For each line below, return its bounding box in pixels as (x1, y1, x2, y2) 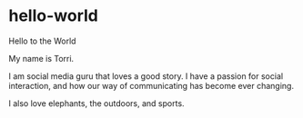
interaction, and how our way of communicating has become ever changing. (8, 80, 295, 91)
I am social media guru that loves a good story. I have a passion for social (8, 70, 284, 82)
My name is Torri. (8, 53, 75, 64)
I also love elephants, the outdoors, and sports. (8, 97, 185, 109)
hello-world (8, 5, 99, 26)
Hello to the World (8, 35, 76, 46)
